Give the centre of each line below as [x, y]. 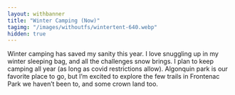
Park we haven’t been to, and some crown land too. [83, 84]
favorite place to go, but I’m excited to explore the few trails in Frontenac [114, 77]
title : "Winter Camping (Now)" [54, 21]
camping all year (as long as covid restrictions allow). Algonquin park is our [117, 69]
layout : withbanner [36, 14]
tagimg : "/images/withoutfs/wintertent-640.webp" [83, 27]
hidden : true [27, 34]
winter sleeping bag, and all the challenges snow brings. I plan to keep [111, 62]
